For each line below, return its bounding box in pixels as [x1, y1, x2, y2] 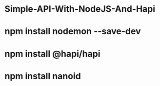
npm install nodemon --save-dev [4, 26, 141, 37]
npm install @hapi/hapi [4, 48, 100, 59]
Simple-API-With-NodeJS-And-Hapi [4, 3, 156, 15]
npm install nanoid [4, 70, 81, 82]
